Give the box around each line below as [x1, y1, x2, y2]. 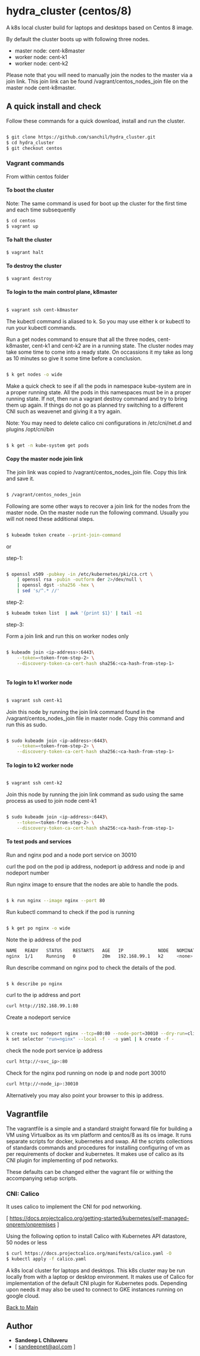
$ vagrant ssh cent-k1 [6, 697, 62, 703]
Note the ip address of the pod [6, 936, 82, 943]
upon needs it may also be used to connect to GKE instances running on [6, 1286, 183, 1293]
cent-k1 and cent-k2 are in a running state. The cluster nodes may [32, 342, 194, 349]
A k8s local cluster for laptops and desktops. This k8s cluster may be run [6, 1266, 186, 1274]
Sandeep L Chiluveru [14, 1337, 68, 1344]
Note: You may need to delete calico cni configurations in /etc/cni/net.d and [6, 419, 192, 427]
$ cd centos [6, 217, 36, 223]
